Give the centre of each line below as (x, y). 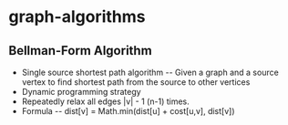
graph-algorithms (77, 17)
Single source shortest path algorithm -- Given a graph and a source (150, 72)
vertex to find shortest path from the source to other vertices (136, 82)
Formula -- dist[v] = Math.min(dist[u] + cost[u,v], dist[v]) (128, 111)
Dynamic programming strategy (82, 92)
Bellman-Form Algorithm (80, 51)
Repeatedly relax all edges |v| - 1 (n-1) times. (105, 101)
